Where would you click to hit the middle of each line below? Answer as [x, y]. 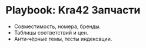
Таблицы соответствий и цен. [51, 32]
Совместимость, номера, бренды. [57, 26]
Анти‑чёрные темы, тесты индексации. [63, 39]
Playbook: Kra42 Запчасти [73, 10]
